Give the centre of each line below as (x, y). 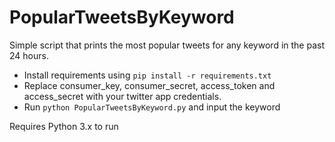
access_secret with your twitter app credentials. (122, 96)
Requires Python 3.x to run (64, 126)
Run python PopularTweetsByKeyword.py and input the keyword (152, 107)
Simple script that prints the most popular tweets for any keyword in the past (167, 45)
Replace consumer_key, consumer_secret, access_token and (149, 85)
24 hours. (29, 55)
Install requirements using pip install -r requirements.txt (147, 75)
